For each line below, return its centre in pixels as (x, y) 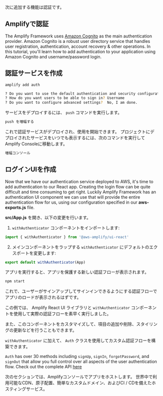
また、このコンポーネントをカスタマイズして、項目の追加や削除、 (71, 324)
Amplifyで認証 (27, 24)
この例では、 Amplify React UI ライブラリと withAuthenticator (67, 308)
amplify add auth (23, 85)
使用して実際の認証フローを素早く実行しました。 (62, 314)
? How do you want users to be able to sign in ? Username (65, 98)
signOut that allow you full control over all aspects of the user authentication (81, 361)
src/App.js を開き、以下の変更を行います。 (48, 217)
